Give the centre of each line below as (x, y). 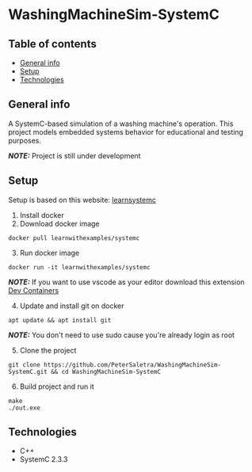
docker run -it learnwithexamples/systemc (79, 267)
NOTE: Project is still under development (74, 155)
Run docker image (50, 253)
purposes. (25, 140)
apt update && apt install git (60, 320)
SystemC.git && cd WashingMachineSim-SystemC (84, 371)
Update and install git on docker (72, 306)
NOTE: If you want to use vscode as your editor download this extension (126, 282)
